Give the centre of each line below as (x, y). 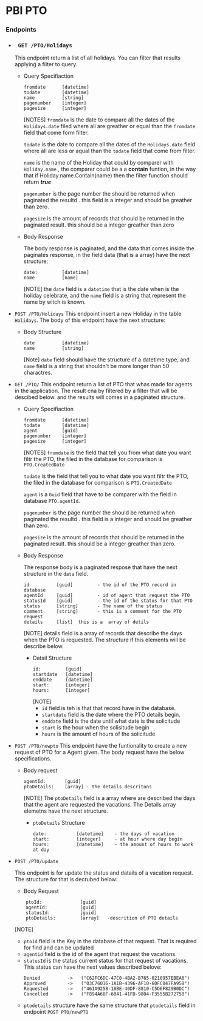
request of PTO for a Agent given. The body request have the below (99, 752)
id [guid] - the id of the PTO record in (100, 585)
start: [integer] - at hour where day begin (108, 839)
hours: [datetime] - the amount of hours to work (113, 845)
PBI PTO (26, 11)
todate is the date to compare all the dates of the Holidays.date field (109, 145)
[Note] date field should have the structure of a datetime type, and (106, 360)
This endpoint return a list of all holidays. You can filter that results (97, 58)
